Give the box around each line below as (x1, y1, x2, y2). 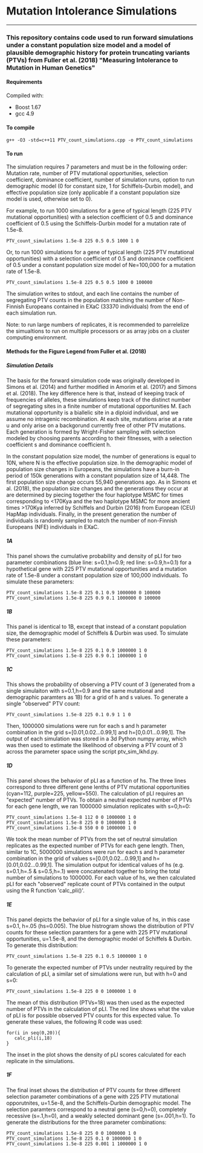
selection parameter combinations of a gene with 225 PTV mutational (6, 1093, 179, 1100)
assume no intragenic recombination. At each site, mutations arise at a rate (6, 416, 193, 423)
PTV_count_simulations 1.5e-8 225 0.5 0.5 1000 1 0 (6, 238, 139, 244)
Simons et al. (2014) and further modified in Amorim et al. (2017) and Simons (6, 384, 197, 391)
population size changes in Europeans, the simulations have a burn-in (6, 466, 180, 473)
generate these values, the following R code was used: (6, 1018, 143, 1025)
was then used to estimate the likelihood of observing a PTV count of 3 (6, 741, 183, 748)
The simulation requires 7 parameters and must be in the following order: (6, 163, 188, 170)
